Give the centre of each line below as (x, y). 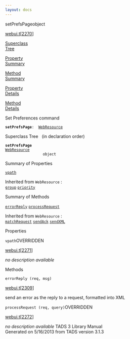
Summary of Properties (29, 163)
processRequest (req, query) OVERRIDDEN (49, 307)
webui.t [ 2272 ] (19, 317)
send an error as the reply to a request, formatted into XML (65, 297)
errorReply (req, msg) (28, 279)
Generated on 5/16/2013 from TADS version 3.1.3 (55, 332)
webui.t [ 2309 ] (20, 288)
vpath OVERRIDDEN (25, 240)
